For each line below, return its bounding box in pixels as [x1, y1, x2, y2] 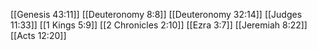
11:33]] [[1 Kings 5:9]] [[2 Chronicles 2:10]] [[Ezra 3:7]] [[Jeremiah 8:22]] [10, 19, 308, 31]
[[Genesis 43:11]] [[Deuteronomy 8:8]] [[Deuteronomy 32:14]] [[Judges [10, 9, 303, 20]
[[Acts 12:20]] [10, 30, 67, 41]
